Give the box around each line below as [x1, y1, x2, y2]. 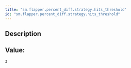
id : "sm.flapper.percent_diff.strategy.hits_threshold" [5, 12, 120, 17]
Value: [5, 46, 25, 54]
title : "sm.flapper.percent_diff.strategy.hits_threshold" [5, 7, 127, 12]
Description [5, 30, 41, 38]
